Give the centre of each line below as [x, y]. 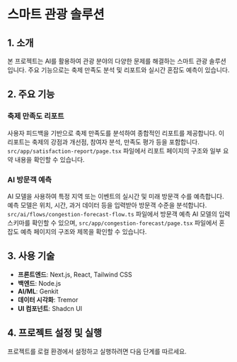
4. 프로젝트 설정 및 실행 [55, 333]
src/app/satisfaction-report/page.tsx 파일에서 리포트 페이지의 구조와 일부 [114, 151]
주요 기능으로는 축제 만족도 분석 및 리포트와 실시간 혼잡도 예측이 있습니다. [129, 70]
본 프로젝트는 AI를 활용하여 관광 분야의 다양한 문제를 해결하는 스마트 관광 [108, 61]
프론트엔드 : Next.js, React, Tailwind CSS [75, 274]
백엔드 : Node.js [39, 283]
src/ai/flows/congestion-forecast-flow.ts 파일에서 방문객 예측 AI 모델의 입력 [119, 214]
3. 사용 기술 [31, 256]
